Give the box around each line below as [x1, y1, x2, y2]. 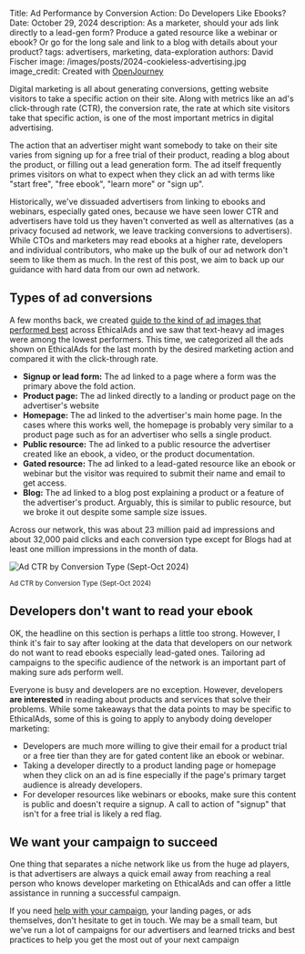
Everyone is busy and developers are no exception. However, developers [9, 683, 284, 695]
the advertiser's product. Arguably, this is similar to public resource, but [22, 497, 291, 508]
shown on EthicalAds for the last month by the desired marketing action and [9, 344, 294, 354]
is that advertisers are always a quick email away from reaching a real [9, 868, 271, 879]
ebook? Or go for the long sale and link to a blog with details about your [9, 36, 278, 47]
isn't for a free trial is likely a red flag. [22, 808, 162, 819]
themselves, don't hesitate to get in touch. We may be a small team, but [9, 915, 278, 926]
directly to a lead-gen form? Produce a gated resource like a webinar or [9, 27, 278, 37]
